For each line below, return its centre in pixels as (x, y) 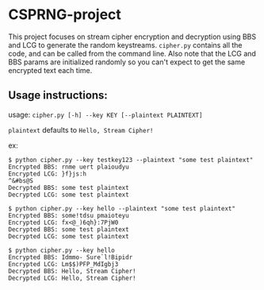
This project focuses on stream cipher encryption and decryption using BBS (132, 37)
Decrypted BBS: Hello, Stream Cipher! (72, 271)
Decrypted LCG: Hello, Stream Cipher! (72, 278)
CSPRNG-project (65, 15)
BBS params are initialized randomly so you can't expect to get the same (127, 62)
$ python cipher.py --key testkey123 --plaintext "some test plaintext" (131, 160)
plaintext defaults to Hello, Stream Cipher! (81, 130)
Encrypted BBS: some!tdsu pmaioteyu (69, 215)
